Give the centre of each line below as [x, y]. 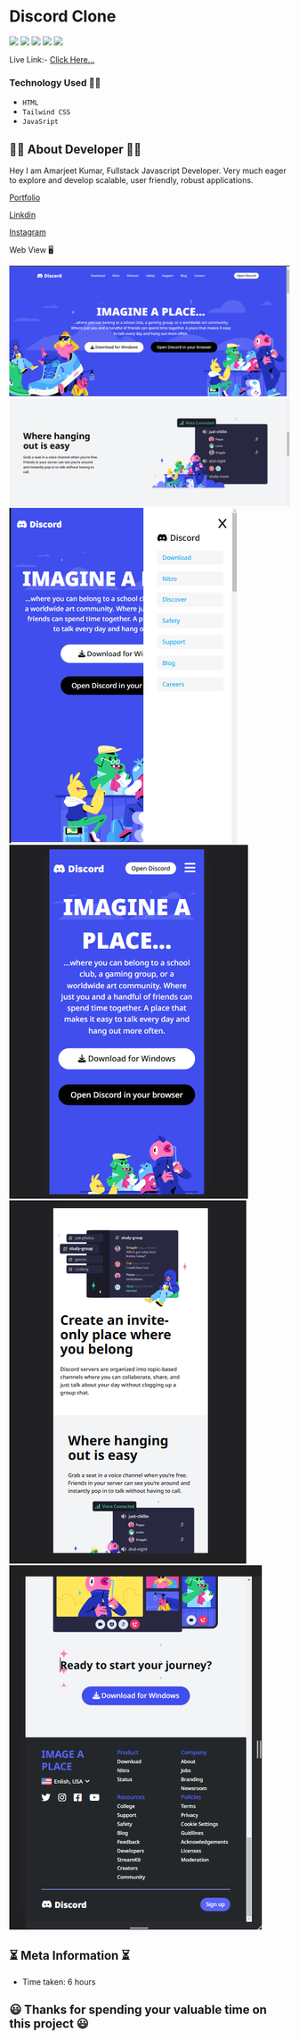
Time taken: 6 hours [59, 1982]
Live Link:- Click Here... [52, 59]
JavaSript [40, 122]
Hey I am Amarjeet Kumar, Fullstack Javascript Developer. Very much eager [148, 171]
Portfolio [25, 197]
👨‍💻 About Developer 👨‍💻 [76, 149]
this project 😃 [49, 2023]
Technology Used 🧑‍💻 [55, 82]
